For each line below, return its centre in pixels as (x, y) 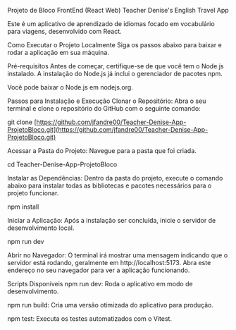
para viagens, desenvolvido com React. (64, 31)
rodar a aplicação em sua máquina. (58, 53)
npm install (23, 207)
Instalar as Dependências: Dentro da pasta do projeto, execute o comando (115, 178)
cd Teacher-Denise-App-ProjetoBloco (62, 164)
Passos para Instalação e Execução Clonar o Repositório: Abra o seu (107, 101)
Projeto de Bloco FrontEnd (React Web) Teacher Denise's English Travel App (118, 10)
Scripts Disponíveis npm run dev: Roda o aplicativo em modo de (100, 284)
